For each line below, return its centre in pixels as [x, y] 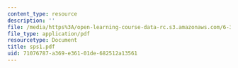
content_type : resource [42, 14]
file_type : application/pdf [49, 34]
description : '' [31, 21]
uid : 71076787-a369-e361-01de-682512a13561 [73, 54]
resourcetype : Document [42, 40]
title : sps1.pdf [31, 47]
